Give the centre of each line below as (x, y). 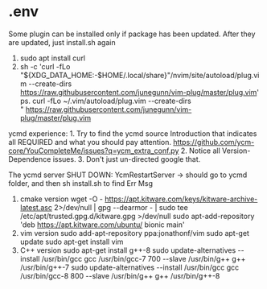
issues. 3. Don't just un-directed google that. (127, 159)
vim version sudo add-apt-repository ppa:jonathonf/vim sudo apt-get (134, 233)
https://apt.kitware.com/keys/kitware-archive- (181, 199)
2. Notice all (201, 151)
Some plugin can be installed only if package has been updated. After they (132, 34)
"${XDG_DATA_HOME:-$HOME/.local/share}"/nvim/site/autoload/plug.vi (140, 75)
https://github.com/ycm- (214, 142)
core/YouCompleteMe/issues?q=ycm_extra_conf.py (94, 151)
